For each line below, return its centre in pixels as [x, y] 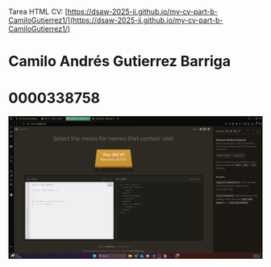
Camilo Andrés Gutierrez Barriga [120, 62]
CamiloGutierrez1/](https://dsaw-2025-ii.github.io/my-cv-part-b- [116, 20]
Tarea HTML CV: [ [38, 12]
